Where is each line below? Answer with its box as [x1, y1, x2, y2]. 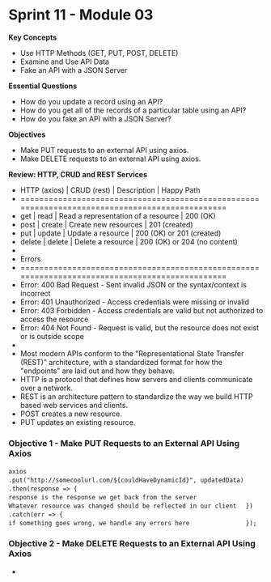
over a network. [19, 383, 73, 393]
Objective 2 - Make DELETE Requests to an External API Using [8, 538, 256, 550]
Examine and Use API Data [19, 57, 110, 66]
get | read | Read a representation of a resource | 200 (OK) [19, 210, 216, 220]
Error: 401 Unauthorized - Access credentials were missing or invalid [19, 297, 249, 307]
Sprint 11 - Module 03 [8, 6, 154, 24]
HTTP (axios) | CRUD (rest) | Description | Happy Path [19, 185, 201, 195]
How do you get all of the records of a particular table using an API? [19, 105, 247, 115]
